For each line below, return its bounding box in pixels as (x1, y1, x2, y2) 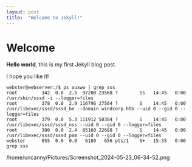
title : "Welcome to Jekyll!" (6, 15, 83, 21)
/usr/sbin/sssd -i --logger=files (6, 95, 94, 101)
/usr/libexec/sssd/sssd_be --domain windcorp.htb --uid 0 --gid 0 (6, 106, 178, 112)
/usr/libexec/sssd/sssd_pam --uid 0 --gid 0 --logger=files (6, 132, 162, 139)
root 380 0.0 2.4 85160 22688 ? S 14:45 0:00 (6, 127, 187, 133)
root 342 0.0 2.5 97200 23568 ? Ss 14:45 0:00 (6, 90, 187, 96)
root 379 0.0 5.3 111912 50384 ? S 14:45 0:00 (6, 116, 187, 123)
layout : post (6, 9, 39, 15)
